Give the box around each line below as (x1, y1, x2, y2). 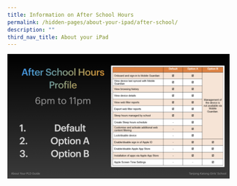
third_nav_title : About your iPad (7, 34, 109, 41)
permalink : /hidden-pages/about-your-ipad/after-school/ (7, 18, 178, 26)
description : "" (7, 26, 55, 33)
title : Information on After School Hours (7, 11, 134, 18)
